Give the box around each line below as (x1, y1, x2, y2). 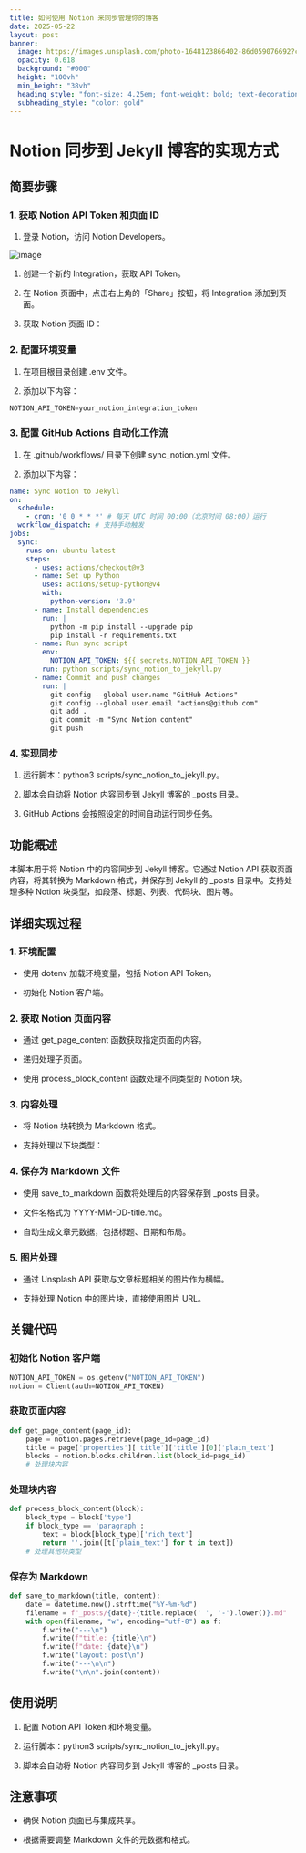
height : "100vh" (17, 73, 79, 82)
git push (49, 724, 84, 734)
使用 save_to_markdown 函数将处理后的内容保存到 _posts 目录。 (22, 1187, 264, 1199)
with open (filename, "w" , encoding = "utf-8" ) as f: (25, 1617, 222, 1626)
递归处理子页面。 (22, 1054, 87, 1065)
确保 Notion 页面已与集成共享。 (22, 1815, 141, 1826)
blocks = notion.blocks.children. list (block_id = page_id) (25, 1451, 247, 1461)
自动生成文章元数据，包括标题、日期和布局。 (22, 1226, 191, 1237)
